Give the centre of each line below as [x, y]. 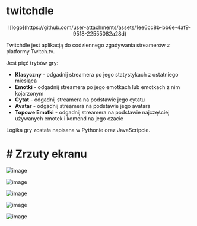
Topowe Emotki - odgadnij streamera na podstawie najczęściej [92, 112]
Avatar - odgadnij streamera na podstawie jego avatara [82, 106]
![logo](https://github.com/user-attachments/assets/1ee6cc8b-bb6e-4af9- [100, 27]
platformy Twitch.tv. [31, 51]
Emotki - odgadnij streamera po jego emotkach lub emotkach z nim [97, 87]
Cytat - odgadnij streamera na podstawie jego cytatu [80, 100]
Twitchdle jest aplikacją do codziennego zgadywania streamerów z [88, 45]
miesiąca [26, 81]
